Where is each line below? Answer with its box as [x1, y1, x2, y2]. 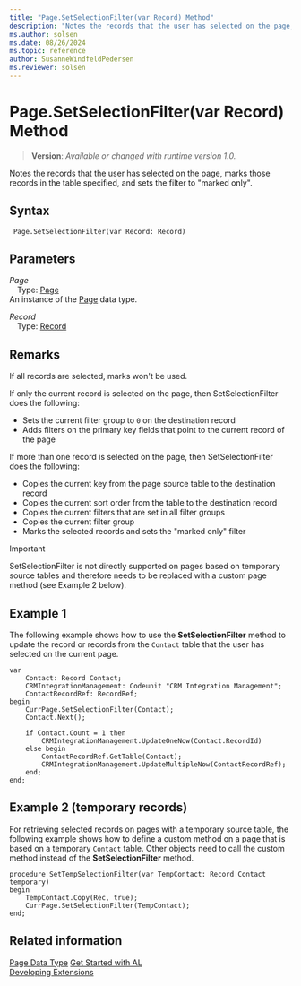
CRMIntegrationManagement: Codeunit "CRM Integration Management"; [25, 682, 282, 691]
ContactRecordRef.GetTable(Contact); [41, 752, 182, 762]
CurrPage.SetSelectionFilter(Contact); [25, 705, 175, 714]
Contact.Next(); [25, 714, 87, 722]
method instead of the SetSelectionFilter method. [9, 852, 194, 863]
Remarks [9, 347, 61, 362]
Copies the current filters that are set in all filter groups [21, 507, 226, 518]
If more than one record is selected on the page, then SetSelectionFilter [9, 452, 273, 463]
